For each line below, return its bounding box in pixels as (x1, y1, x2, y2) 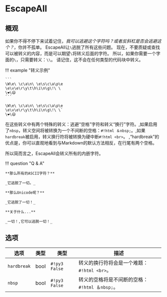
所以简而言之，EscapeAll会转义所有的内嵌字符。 (5, 150, 104, 156)
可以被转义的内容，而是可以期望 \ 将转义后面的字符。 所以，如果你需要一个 (5, 51, 157, 56)
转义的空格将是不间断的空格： (78, 276, 149, 283)
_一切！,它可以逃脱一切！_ (5, 219, 53, 224)
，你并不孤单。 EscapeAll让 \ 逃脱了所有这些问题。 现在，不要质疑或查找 (14, 44, 160, 50)
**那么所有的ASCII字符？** (5, 171, 55, 176)
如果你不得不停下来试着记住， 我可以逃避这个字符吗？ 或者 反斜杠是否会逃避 (5, 38, 157, 44)
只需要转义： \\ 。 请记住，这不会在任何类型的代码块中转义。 (20, 57, 144, 63)
